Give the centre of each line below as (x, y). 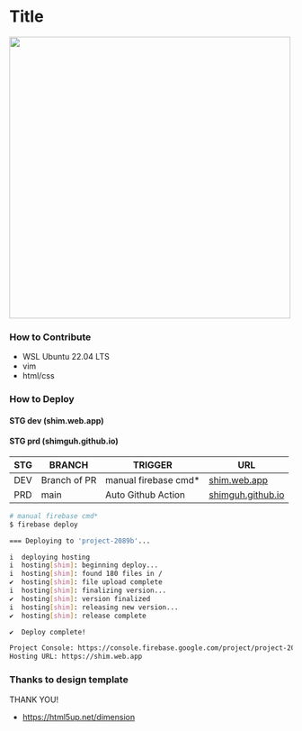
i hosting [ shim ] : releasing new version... (94, 607)
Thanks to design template (69, 680)
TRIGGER (152, 464)
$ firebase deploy (44, 525)
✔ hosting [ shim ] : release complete (78, 616)
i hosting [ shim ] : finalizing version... (88, 591)
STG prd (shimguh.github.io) (64, 441)
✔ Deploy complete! (48, 632)
